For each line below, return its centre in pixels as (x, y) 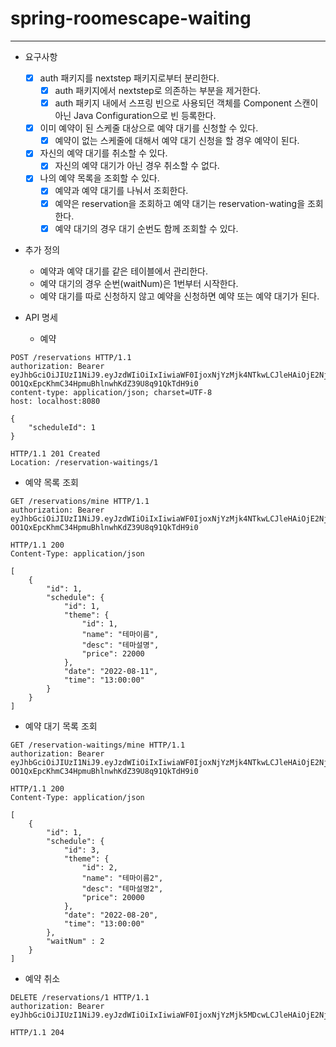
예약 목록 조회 (51, 482)
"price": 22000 (113, 653)
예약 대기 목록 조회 (61, 726)
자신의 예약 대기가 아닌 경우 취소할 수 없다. (137, 166)
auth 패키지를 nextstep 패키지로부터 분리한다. (129, 78)
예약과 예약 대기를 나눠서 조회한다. (121, 191)
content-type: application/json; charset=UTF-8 (111, 392)
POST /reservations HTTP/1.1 (71, 357)
